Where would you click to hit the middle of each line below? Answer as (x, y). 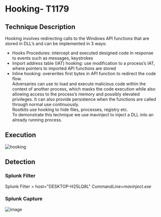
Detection (20, 162)
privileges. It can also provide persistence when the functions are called (84, 99)
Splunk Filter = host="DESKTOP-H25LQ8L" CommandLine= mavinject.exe (78, 186)
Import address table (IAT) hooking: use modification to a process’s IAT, (83, 63)
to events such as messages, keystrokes (52, 58)
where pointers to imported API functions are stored (64, 68)
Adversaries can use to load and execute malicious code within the (79, 84)
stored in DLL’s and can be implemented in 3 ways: (56, 44)
